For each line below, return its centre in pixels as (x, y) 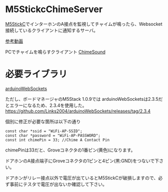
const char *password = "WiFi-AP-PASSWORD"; (53, 135)
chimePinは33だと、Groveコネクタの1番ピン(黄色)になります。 (70, 150)
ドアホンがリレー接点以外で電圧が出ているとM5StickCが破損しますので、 (82, 178)
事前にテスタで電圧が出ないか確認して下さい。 (58, 184)
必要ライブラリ (36, 74)
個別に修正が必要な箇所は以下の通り (43, 121)
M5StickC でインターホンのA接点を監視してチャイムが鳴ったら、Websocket (84, 24)
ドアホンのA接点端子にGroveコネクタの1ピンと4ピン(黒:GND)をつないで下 (82, 161)
